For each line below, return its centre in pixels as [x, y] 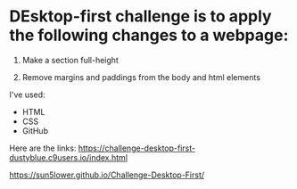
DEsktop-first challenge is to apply [140, 16]
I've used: [28, 94]
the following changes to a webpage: [149, 35]
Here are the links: [43, 148]
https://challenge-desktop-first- [137, 148]
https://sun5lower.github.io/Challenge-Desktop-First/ [107, 175]
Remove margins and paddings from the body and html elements [141, 77]
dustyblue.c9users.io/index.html [68, 157]
